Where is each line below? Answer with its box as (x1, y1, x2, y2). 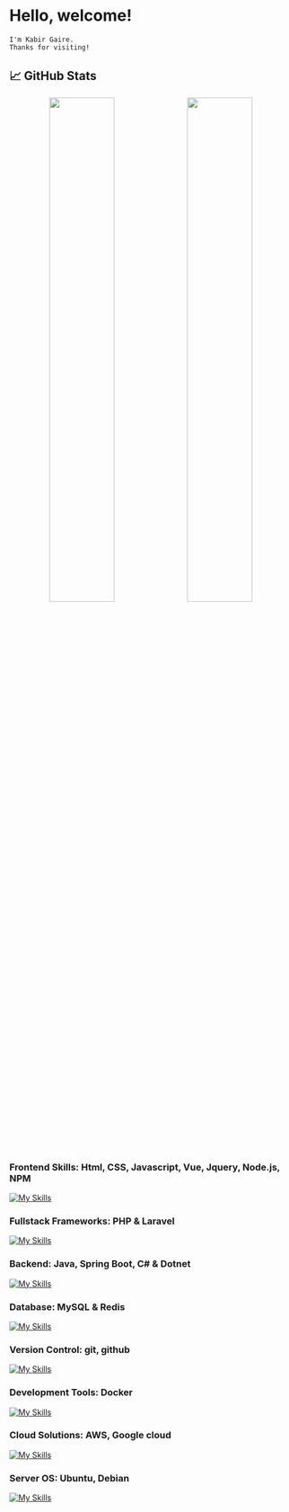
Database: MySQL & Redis (9, 1300, 126, 1313)
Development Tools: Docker (9, 1386, 133, 1399)
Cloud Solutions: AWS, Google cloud (9, 1429, 172, 1442)
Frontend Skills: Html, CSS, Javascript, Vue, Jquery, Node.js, (9, 1161, 281, 1173)
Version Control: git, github (9, 1343, 130, 1356)
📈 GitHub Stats (9, 68, 97, 84)
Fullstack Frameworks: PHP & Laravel (9, 1215, 175, 1227)
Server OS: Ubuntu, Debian (9, 1472, 130, 1484)
